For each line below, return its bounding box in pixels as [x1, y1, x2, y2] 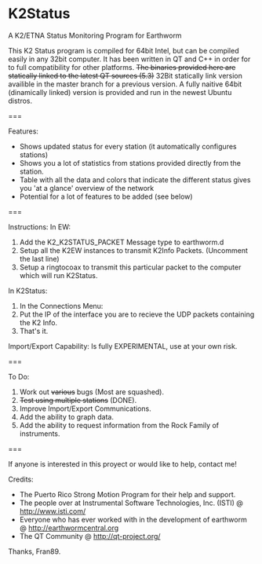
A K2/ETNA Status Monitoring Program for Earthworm [8, 31, 182, 40]
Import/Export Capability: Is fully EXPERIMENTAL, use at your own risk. [8, 341, 238, 350]
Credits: [8, 474, 34, 484]
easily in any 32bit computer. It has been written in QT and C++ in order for [8, 54, 251, 64]
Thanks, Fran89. [8, 547, 61, 556]
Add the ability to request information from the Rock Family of [19, 420, 220, 430]
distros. [8, 96, 33, 105]
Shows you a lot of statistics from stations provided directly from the [19, 158, 242, 167]
